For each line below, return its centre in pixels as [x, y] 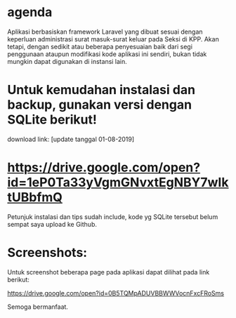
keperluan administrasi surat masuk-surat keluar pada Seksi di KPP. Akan [113, 39]
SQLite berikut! [52, 120]
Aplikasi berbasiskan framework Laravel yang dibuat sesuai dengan [105, 32]
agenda [30, 12]
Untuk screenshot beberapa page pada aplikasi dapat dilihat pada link [109, 272]
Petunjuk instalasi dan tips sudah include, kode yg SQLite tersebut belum [113, 217]
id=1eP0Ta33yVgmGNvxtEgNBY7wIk [118, 183]
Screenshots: [47, 253]
